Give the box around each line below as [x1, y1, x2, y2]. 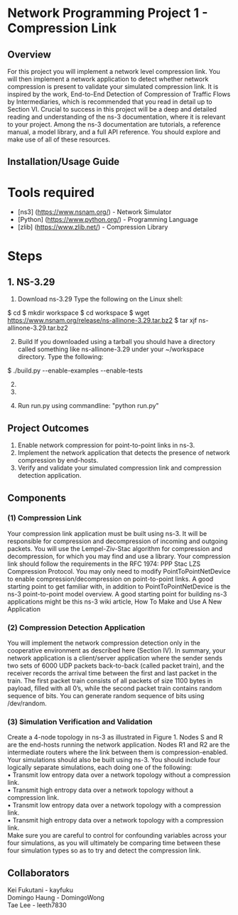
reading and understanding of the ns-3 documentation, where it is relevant [7, 112, 226, 121]
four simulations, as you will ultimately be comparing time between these [7, 839, 221, 847]
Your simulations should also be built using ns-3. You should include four [7, 756, 221, 764]
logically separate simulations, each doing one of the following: [7, 763, 193, 772]
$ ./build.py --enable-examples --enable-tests [7, 366, 144, 375]
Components [7, 492, 66, 504]
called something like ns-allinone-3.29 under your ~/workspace [17, 345, 205, 353]
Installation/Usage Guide [7, 156, 120, 168]
